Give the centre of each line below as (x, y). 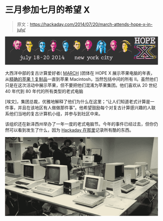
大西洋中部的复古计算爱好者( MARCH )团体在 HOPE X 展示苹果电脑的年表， (80, 73)
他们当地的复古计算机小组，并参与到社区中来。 (56, 113)
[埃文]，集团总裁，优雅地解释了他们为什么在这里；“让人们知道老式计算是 (78, 101)
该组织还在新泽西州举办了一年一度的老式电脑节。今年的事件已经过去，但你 (79, 124)
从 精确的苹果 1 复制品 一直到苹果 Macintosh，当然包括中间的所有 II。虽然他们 (81, 79)
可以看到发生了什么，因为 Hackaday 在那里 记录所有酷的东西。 (71, 130)
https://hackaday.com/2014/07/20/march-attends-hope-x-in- (91, 24)
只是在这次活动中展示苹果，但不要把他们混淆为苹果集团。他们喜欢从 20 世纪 (81, 85)
